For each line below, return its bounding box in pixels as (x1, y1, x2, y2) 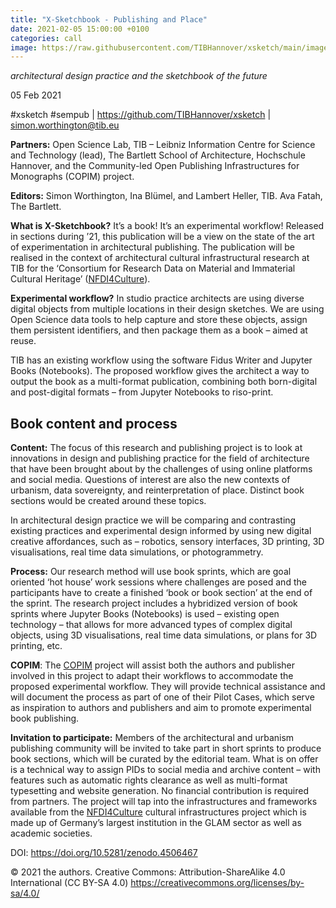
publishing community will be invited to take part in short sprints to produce (10, 742, 322, 755)
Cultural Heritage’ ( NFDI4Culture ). (10, 273, 151, 285)
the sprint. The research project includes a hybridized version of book (10, 597, 298, 610)
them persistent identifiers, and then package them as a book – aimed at (10, 324, 308, 336)
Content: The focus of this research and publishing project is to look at (10, 442, 303, 454)
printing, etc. (10, 640, 63, 652)
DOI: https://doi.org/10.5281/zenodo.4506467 (10, 847, 198, 859)
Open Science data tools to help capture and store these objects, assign (10, 314, 308, 326)
